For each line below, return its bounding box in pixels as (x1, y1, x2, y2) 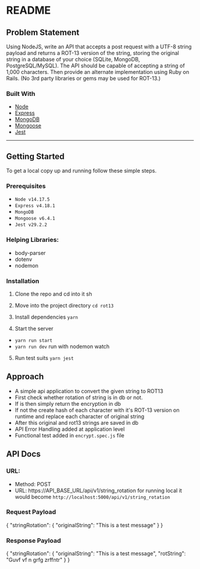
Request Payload (6, 508, 57, 516)
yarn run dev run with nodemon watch (14, 343, 110, 350)
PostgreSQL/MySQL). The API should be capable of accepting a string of (6, 62, 185, 69)
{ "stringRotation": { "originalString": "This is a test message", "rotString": (6, 550, 186, 557)
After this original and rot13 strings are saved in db (14, 419, 139, 426)
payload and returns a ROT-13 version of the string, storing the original (6, 49, 180, 57)
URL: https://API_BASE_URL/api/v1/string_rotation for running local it (14, 487, 183, 494)
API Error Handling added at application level (14, 425, 125, 433)
